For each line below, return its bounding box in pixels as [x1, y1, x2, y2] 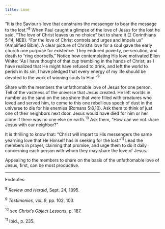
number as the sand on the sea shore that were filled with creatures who [5, 95, 152, 100]
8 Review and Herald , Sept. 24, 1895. [5, 186, 80, 193]
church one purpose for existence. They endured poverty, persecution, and [5, 48, 158, 54]
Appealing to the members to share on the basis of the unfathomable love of [5, 157, 160, 163]
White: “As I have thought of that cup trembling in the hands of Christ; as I [5, 58, 154, 64]
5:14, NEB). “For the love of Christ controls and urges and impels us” [5, 37, 143, 43]
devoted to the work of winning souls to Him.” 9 [5, 74, 100, 80]
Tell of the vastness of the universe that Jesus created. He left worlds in [5, 89, 151, 95]
